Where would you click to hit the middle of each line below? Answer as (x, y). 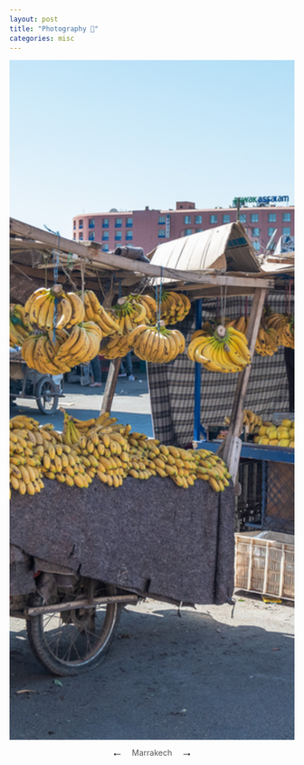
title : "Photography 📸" (54, 29)
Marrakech (152, 753)
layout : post (34, 19)
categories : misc (42, 38)
